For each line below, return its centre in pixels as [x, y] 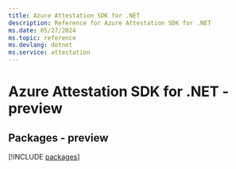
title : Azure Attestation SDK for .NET [74, 15]
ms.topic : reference [43, 38]
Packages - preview [58, 138]
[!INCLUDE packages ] [44, 157]
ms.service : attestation [49, 52]
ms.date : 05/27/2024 [43, 30]
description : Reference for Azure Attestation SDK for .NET [110, 23]
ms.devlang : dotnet [41, 45]
